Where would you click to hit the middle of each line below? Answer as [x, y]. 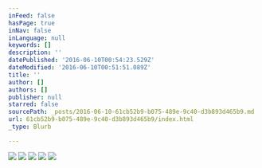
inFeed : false [32, 16]
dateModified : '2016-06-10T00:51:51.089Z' [80, 68]
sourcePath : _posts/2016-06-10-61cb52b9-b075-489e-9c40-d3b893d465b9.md [131, 112]
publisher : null [35, 97]
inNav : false [30, 30]
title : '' [25, 75]
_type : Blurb [30, 127]
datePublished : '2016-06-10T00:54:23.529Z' [82, 61]
